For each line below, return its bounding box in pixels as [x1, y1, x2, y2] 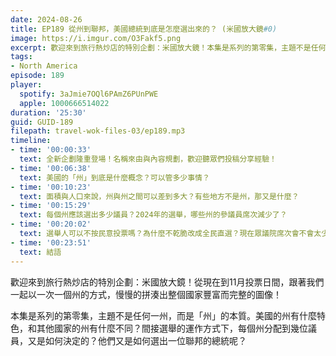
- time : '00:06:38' [10, 163, 92, 173]
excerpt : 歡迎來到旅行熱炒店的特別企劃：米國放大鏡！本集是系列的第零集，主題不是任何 [10, 42, 327, 53]
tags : [10, 52, 33, 62]
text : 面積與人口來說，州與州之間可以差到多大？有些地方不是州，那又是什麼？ [19, 191, 300, 201]
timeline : [10, 136, 52, 146]
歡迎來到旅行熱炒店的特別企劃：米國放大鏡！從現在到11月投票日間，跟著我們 [10, 276, 325, 288]
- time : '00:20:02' [10, 219, 92, 230]
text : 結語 [19, 247, 62, 257]
